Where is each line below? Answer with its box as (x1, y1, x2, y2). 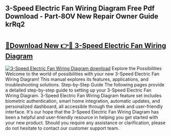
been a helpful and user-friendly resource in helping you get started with (5, 115, 158, 120)
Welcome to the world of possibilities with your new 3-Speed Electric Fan (5, 71, 160, 77)
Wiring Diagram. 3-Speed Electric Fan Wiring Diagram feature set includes (5, 93, 162, 99)
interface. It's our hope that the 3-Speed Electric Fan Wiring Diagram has (5, 109, 159, 115)
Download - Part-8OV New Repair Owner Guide (5, 12, 159, 21)
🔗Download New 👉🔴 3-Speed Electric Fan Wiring (5, 41, 166, 50)
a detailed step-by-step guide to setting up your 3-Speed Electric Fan (5, 87, 152, 93)
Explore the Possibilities (111, 65, 162, 71)
